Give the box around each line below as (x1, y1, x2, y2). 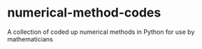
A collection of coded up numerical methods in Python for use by (7, 28, 195, 36)
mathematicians (7, 35, 54, 43)
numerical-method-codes (7, 5, 161, 21)
